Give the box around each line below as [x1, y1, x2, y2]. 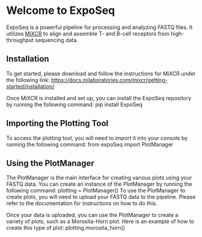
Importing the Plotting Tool [6, 118, 109, 128]
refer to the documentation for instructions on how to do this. [6, 200, 158, 207]
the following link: [6, 76, 50, 83]
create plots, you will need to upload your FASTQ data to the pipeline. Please [6, 194, 196, 201]
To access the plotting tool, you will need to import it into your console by [6, 134, 188, 142]
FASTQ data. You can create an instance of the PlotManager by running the [6, 180, 192, 188]
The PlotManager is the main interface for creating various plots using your [6, 174, 192, 182]
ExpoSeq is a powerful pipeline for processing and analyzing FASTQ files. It [6, 24, 193, 31]
